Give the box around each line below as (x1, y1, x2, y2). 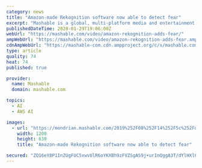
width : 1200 (17, 130, 47, 137)
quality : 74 (6, 53, 36, 59)
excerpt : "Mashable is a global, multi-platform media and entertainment (6, 20, 195, 26)
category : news (6, 8, 44, 15)
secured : (6, 152, 28, 159)
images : (6, 119, 26, 125)
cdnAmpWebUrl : (6, 43, 42, 49)
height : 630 (17, 136, 47, 142)
